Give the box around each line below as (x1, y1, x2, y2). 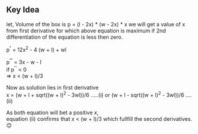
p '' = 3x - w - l (6, 57, 42, 66)
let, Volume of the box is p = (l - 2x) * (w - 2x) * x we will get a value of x (6, 20, 185, 28)
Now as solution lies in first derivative (6, 84, 99, 91)
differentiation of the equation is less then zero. (6, 33, 123, 41)
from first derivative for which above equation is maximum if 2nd (6, 27, 166, 34)
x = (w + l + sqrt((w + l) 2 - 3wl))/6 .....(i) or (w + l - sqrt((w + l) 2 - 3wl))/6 (6, 90, 185, 98)
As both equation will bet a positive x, (6, 109, 99, 116)
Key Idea (6, 5, 40, 15)
